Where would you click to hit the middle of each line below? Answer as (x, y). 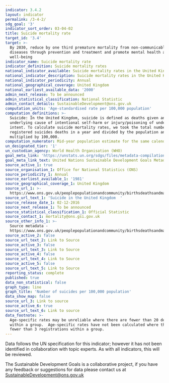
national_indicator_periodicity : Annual (48, 80)
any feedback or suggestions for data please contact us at (66, 370)
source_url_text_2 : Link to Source (43, 240)
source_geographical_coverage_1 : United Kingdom (57, 184)
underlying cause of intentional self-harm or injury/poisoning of (82, 123)
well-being (21, 57)
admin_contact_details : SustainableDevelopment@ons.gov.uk (68, 104)
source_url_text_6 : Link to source (43, 310)
